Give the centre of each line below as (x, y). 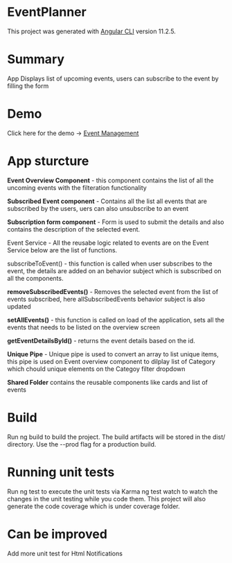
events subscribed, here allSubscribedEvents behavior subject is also (106, 299)
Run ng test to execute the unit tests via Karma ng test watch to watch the (113, 491)
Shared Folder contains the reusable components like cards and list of (107, 382)
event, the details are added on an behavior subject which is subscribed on (114, 270)
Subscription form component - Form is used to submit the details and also (116, 222)
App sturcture (48, 161)
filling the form (28, 86)
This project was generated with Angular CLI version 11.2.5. (92, 31)
